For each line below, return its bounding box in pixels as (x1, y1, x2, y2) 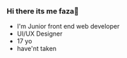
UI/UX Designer (16, 29, 63, 38)
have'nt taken (16, 45, 57, 53)
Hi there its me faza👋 (6, 6, 79, 16)
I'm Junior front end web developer (16, 22, 120, 31)
